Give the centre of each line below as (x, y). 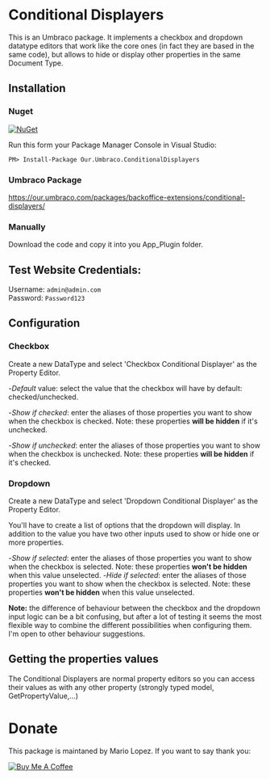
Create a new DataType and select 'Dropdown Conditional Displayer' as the (133, 501)
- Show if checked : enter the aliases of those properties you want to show (130, 412)
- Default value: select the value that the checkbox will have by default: (125, 388)
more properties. (36, 542)
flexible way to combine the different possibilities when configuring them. (130, 625)
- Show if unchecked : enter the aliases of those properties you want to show (134, 445)
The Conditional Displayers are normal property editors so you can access (132, 678)
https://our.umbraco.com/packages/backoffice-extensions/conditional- (127, 197)
